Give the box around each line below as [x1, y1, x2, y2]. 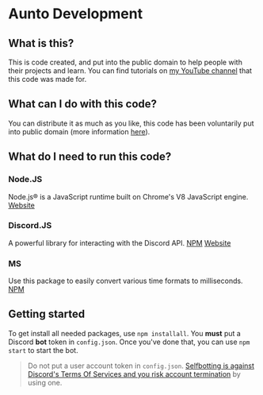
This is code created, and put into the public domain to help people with [8, 57, 243, 67]
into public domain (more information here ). [8, 126, 151, 136]
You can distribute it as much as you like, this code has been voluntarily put [8, 118, 255, 128]
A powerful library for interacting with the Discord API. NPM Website [8, 238, 231, 247]
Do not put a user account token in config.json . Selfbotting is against [27, 361, 255, 370]
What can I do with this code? [8, 97, 157, 111]
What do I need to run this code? [8, 150, 172, 164]
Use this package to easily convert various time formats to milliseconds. [8, 276, 243, 286]
